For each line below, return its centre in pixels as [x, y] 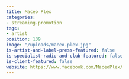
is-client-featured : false [39, 61]
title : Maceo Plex [29, 12]
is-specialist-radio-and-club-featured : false [64, 56]
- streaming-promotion [34, 23]
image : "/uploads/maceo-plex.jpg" [49, 45]
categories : [21, 17]
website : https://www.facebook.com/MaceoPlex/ [64, 67]
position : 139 [24, 39]
